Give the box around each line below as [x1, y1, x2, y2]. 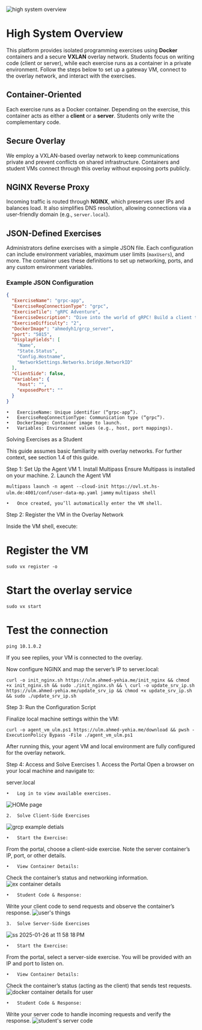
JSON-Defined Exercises [6, 228, 102, 238]
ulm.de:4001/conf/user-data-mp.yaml [6, 489, 98, 496]
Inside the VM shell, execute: [6, 523, 78, 530]
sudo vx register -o [6, 563, 58, 569]
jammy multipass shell [100, 489, 156, 496]
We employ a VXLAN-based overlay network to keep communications [6, 152, 179, 159]
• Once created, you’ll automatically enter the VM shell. [6, 500, 163, 506]
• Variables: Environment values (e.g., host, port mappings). [6, 425, 173, 431]
